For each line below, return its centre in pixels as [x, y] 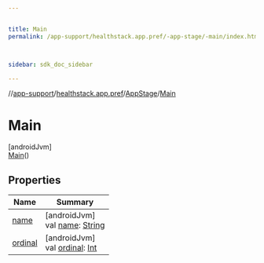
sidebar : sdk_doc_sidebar [50, 64]
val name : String [75, 225]
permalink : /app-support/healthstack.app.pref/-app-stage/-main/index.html [135, 36]
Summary [75, 203]
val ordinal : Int [71, 248]
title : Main [27, 29]
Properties [35, 180]
